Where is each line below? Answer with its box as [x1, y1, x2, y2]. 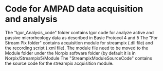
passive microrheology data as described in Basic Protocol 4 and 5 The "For [5, 35, 158, 41]
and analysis [5, 14, 57, 25]
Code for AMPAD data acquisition [5, 3, 144, 14]
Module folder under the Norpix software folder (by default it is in [5, 50, 136, 56]
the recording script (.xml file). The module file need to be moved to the [5, 45, 148, 51]
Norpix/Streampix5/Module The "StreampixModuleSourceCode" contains [5, 55, 152, 61]
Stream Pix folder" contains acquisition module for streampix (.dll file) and [5, 40, 153, 45]
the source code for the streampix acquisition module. [5, 60, 114, 66]
